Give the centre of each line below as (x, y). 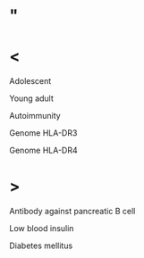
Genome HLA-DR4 (43, 150)
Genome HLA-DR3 (43, 133)
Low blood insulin (42, 229)
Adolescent (30, 81)
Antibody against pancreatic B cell (72, 212)
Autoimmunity (35, 116)
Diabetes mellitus (41, 246)
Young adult (31, 98)
